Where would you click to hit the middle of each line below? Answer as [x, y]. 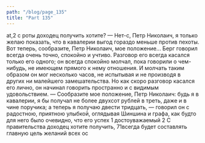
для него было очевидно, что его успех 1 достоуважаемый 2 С [88, 120]
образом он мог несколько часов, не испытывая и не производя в [94, 74]
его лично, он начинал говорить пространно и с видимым [83, 87]
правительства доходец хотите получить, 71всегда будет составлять [97, 126]
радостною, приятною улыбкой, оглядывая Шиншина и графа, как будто [101, 114]
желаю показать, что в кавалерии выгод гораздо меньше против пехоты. [103, 42]
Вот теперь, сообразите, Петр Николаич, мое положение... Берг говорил [102, 48]
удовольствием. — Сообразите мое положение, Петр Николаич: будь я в [103, 94]
